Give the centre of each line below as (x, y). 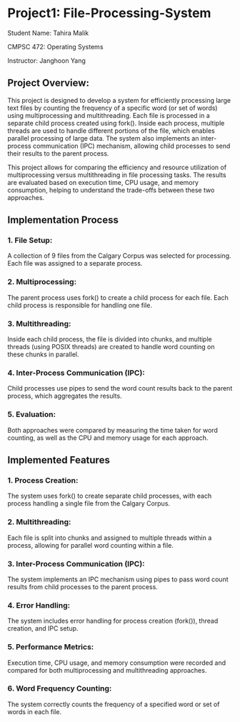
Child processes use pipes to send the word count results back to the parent (120, 388)
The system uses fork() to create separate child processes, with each (110, 496)
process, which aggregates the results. (65, 396)
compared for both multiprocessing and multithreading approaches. (107, 670)
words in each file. (35, 711)
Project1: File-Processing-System (109, 13)
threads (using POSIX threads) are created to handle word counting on (111, 347)
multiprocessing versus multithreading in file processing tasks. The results (117, 175)
